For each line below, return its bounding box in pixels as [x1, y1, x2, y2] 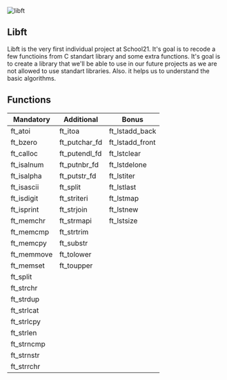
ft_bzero [10, 137, 38, 147]
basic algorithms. [7, 74, 57, 82]
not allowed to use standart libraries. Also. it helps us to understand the [7, 66, 210, 75]
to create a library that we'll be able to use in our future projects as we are [7, 59, 217, 68]
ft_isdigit [10, 193, 39, 203]
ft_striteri [59, 193, 88, 203]
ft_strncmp [10, 339, 46, 348]
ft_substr [59, 238, 88, 248]
